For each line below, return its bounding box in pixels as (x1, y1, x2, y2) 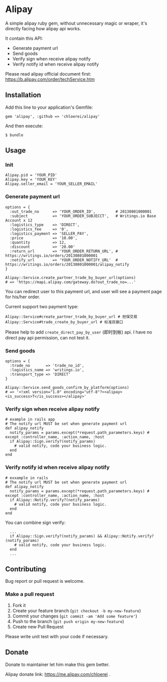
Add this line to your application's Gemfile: (5, 104, 93, 110)
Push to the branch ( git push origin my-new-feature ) (12, 618, 124, 624)
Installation (5, 91, 41, 99)
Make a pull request (5, 591, 54, 598)
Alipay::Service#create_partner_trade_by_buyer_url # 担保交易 (5, 314, 137, 319)
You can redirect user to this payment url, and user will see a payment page (5, 288, 162, 294)
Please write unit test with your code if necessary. (5, 633, 109, 639)
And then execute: (5, 122, 43, 129)
